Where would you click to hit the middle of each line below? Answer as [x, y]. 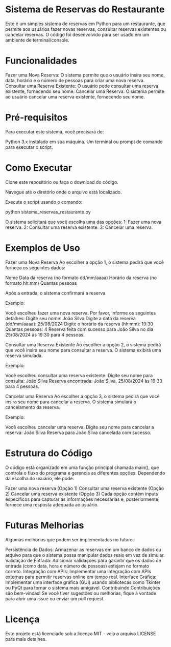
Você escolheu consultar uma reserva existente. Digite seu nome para [79, 375]
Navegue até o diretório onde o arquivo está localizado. [64, 192]
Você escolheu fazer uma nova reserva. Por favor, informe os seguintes [81, 313]
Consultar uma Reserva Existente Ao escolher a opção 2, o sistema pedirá [83, 344]
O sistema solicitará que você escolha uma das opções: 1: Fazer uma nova [83, 222]
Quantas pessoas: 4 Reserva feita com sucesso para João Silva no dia [79, 329]
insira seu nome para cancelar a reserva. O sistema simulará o [71, 402]
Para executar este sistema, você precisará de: [55, 131]
